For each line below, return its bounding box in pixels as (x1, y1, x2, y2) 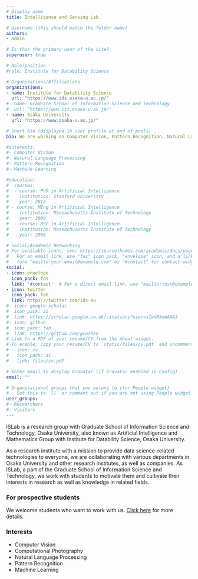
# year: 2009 (6, 215, 46, 221)
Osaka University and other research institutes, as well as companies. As (6, 460, 183, 467)
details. (6, 513, 24, 520)
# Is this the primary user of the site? (6, 47, 110, 53)
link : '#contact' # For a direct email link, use (11, 281, 138, 287)
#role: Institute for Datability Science (6, 68, 110, 74)
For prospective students (6, 493, 80, 502)
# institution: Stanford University (6, 193, 104, 199)
